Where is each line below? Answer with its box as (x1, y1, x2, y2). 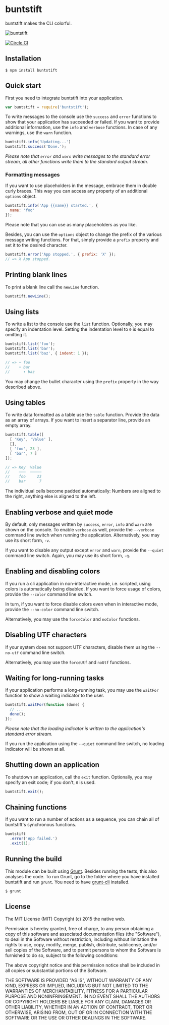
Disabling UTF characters (5, 631, 87, 639)
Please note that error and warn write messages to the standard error (5, 153, 150, 159)
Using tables (5, 398, 46, 407)
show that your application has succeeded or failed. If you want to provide (5, 119, 160, 125)
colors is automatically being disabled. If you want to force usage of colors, (5, 586, 161, 592)
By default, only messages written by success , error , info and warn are (5, 521, 152, 527)
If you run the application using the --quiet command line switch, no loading (5, 740, 164, 747)
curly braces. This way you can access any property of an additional (5, 188, 148, 194)
